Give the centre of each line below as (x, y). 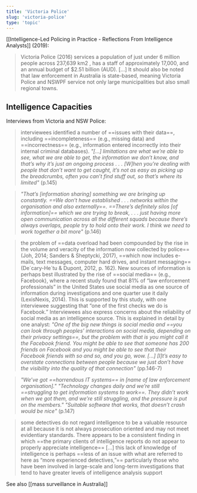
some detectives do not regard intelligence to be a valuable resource (104, 423)
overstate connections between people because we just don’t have (102, 362)
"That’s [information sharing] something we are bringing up (93, 194)
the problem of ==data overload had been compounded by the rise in (104, 243)
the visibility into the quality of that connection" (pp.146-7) (91, 369)
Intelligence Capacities (49, 107)
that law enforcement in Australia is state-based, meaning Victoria (101, 76)
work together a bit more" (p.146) (61, 232)
